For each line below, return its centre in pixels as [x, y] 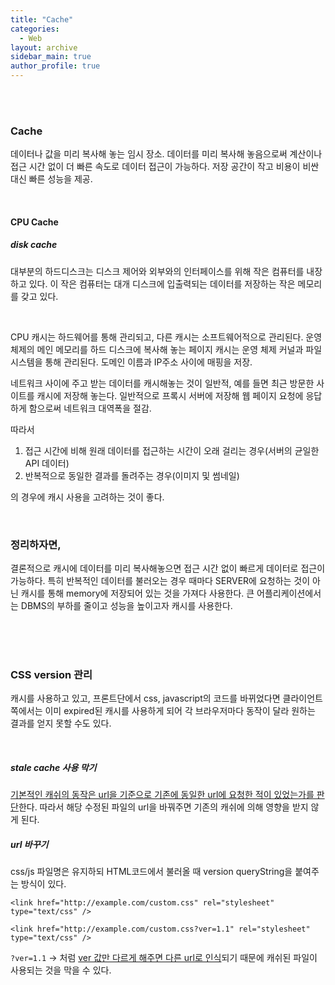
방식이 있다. [43, 884]
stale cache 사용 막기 [53, 768]
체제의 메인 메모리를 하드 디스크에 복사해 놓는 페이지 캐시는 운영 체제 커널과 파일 [166, 349]
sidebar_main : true [51, 57]
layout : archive [44, 47]
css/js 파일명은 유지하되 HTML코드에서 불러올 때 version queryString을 [151, 872]
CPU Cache [34, 222]
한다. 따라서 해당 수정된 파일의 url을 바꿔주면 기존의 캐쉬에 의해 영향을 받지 [163, 807]
